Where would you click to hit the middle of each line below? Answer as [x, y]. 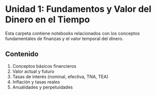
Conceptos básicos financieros [44, 66]
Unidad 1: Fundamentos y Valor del [78, 9]
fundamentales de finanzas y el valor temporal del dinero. [64, 39]
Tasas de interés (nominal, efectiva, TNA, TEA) [60, 76]
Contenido [22, 54]
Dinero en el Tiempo [48, 20]
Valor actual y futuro [33, 71]
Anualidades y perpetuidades [43, 87]
